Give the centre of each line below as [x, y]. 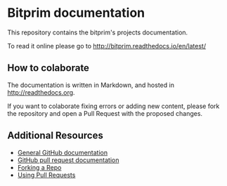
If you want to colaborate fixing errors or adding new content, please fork [113, 106]
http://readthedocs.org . [41, 92]
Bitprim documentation [76, 13]
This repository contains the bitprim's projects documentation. [98, 32]
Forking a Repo [39, 167]
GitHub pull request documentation [68, 160]
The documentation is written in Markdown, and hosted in [91, 85]
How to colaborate [48, 68]
